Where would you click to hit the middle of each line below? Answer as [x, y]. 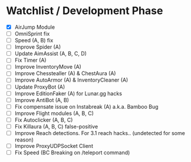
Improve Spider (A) [37, 47]
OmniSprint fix [32, 34]
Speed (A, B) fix [34, 41]
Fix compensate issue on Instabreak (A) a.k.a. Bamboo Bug [86, 106]
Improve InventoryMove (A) [48, 67]
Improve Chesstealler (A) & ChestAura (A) [65, 73]
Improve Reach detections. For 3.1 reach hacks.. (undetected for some [100, 133]
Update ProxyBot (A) [40, 87]
